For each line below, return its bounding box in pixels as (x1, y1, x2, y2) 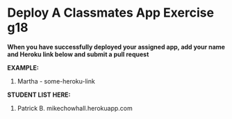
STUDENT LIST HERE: (7, 90, 71, 99)
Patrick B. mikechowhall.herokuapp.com (17, 104, 133, 112)
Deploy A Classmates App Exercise (7, 5, 214, 21)
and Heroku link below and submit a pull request (7, 50, 149, 58)
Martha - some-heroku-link (17, 77, 95, 85)
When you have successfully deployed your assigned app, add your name (7, 42, 226, 51)
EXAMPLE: (7, 63, 40, 72)
